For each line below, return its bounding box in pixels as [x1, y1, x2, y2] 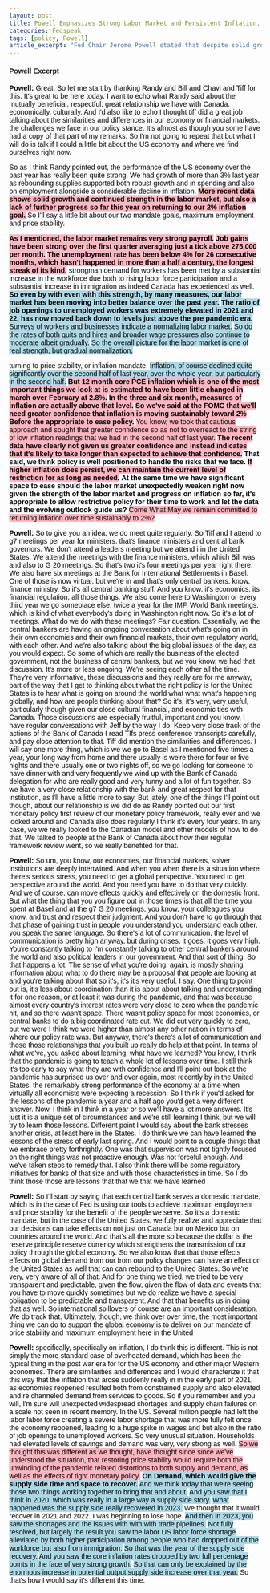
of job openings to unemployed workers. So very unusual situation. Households [9, 1432, 255, 1441]
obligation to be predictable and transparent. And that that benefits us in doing [9, 1296, 251, 1305]
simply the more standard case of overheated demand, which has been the [9, 1352, 242, 1361]
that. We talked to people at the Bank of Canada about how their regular [9, 833, 232, 843]
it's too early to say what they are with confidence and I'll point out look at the [9, 1065, 247, 1074]
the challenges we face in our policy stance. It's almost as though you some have [9, 123, 260, 133]
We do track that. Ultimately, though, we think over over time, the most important [9, 1312, 258, 1321]
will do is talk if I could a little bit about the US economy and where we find [9, 139, 239, 149]
